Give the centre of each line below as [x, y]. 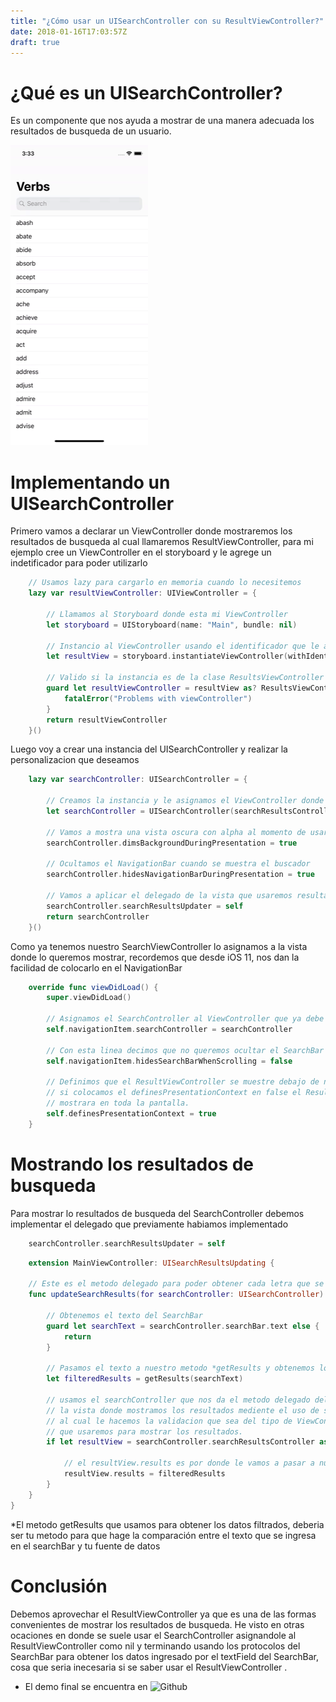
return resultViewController [107, 720]
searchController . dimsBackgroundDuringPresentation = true [172, 843]
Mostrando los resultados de [132, 1164]
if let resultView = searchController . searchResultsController [180, 1442]
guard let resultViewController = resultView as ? [151, 688]
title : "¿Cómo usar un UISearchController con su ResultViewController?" [167, 21]
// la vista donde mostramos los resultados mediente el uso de [183, 1410]
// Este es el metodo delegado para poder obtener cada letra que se [176, 1284]
